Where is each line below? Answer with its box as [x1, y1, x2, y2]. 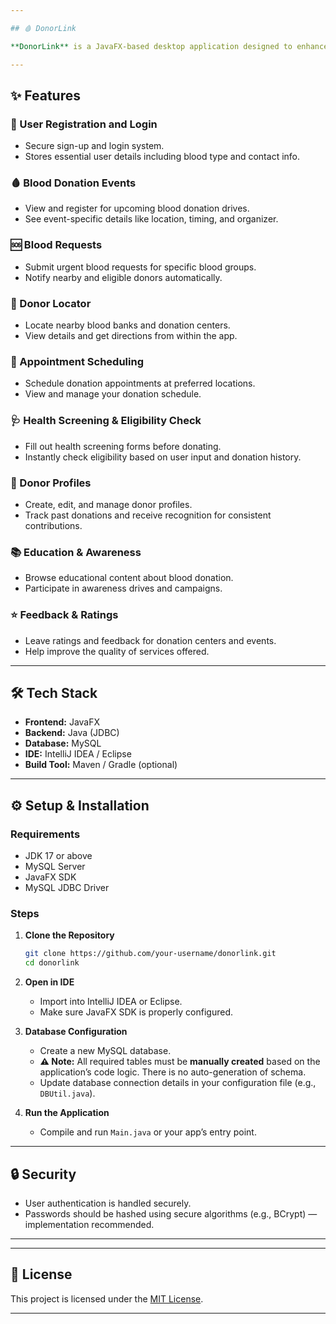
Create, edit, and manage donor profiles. [24, 498, 193, 510]
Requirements [10, 827, 81, 841]
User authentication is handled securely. [24, 1197, 192, 1209]
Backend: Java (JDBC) [24, 727, 120, 739]
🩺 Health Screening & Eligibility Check [10, 414, 202, 428]
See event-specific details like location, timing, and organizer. [24, 213, 279, 225]
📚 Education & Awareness [10, 545, 142, 559]
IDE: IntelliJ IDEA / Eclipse [24, 748, 132, 760]
